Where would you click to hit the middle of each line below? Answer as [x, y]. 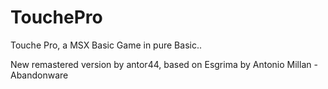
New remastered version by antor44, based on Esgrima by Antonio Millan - [164, 64]
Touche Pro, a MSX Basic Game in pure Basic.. [106, 45]
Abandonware [39, 75]
